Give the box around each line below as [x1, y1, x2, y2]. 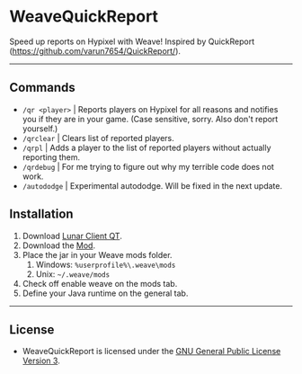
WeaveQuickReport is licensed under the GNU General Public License [22, 346, 281, 357]
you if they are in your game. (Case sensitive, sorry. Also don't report [22, 113, 279, 124]
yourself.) [22, 123, 58, 134]
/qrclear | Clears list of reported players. [22, 132, 175, 143]
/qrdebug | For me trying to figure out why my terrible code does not [22, 161, 274, 172]
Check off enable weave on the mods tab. [22, 278, 178, 289]
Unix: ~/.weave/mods [35, 268, 111, 280]
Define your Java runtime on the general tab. [22, 288, 189, 298]
